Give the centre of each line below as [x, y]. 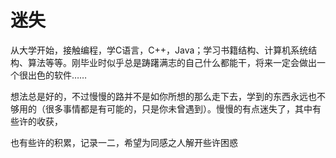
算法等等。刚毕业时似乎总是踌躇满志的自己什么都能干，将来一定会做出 [172, 62]
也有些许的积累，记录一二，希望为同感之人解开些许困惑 [124, 142]
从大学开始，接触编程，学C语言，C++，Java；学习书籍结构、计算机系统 [159, 50]
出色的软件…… [57, 75]
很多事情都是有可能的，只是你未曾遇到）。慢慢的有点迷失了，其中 [178, 108]
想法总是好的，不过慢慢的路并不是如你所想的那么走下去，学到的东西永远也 [163, 96]
